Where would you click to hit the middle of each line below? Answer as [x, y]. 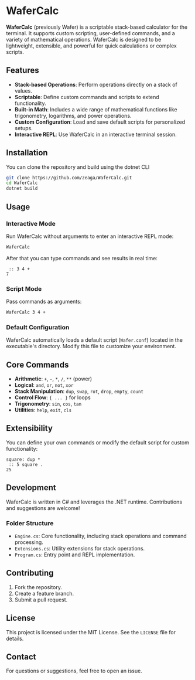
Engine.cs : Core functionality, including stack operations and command [101, 536]
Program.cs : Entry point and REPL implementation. [75, 555]
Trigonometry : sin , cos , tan [48, 404]
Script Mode [24, 288]
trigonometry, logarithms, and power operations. [73, 115]
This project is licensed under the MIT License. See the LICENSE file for [91, 632]
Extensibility [29, 428]
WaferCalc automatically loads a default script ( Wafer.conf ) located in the [95, 340]
